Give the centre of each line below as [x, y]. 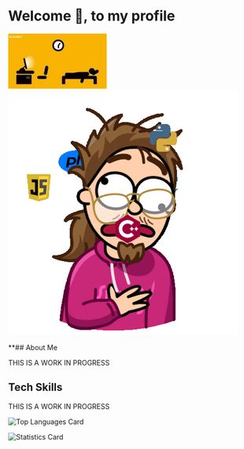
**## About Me [33, 347]
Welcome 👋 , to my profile [92, 16]
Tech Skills [35, 387]
